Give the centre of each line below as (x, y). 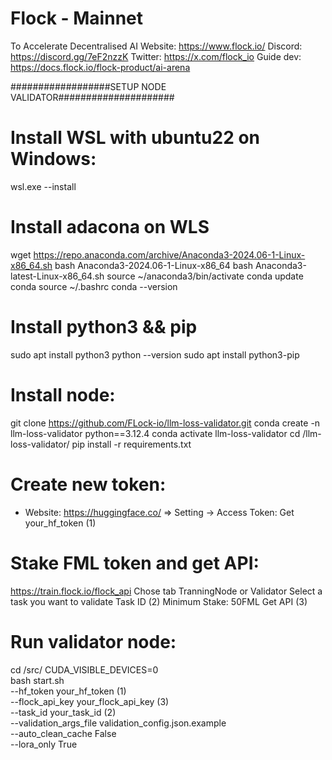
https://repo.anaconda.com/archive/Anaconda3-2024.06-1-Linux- (169, 254)
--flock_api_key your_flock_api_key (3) (90, 701)
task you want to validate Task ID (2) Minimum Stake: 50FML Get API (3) (159, 601)
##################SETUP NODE (88, 86)
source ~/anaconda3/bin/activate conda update (205, 276)
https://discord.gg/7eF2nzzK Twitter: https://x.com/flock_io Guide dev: (156, 56)
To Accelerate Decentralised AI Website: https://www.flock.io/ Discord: (156, 46)
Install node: (63, 394)
